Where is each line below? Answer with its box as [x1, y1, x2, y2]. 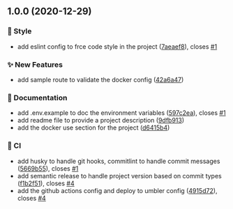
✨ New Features [7, 59, 63, 69]
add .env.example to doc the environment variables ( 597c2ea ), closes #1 [17, 109, 226, 117]
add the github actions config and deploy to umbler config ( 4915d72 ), [17, 186, 218, 194]
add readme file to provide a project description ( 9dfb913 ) [17, 116, 185, 125]
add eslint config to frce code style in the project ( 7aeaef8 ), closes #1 [17, 42, 218, 51]
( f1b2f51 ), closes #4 [17, 179, 75, 187]
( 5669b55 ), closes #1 [17, 164, 79, 173]
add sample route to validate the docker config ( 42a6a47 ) [17, 75, 184, 84]
